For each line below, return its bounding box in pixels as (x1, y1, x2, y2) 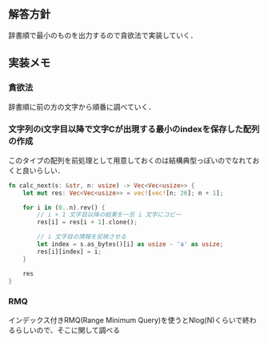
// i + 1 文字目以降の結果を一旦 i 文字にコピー (37, 211, 182, 219)
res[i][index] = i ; (37, 247, 102, 255)
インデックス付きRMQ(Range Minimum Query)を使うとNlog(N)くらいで (8, 315, 243, 324)
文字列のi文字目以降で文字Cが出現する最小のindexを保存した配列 (8, 123, 260, 135)
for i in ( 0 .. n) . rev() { (22, 203, 106, 211)
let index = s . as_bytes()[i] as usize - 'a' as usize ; (37, 240, 224, 248)
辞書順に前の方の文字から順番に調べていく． (8, 102, 156, 111)
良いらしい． (22, 165, 65, 175)
